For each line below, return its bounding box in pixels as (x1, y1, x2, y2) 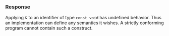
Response (5, 3, 30, 10)
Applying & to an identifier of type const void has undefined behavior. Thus (5, 15, 161, 21)
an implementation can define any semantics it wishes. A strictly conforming (5, 20, 164, 26)
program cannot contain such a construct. (5, 25, 93, 31)
